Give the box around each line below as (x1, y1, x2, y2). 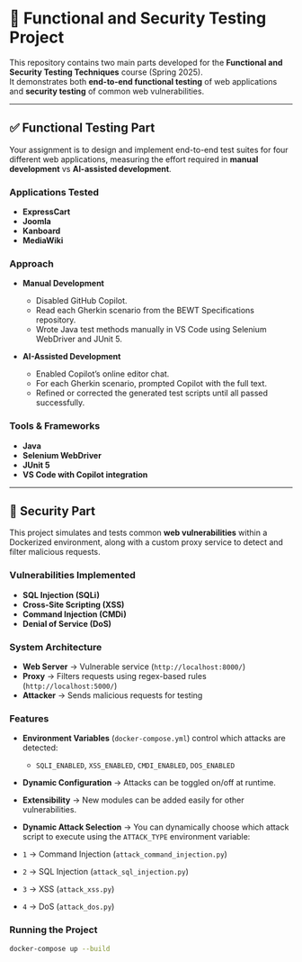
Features (9, 712, 49, 724)
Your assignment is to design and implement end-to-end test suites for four (9, 144, 289, 155)
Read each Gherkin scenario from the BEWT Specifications (35, 305, 254, 316)
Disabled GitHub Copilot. (35, 295, 128, 306)
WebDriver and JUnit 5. (35, 333, 123, 345)
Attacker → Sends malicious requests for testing (22, 690, 203, 701)
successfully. (35, 397, 85, 408)
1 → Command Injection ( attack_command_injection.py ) (22, 849, 227, 859)
